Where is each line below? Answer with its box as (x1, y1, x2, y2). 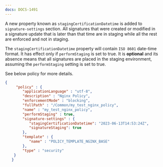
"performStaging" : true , (22, 112, 75, 117)
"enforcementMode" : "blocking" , (22, 98, 91, 103)
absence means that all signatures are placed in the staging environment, (5, 56, 152, 62)
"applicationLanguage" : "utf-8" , (22, 89, 92, 94)
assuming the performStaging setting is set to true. (5, 61, 106, 67)
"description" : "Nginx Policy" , (22, 94, 91, 99)
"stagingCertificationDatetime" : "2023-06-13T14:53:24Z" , (29, 121, 149, 126)
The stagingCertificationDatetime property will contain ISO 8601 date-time (5, 45, 157, 51)
